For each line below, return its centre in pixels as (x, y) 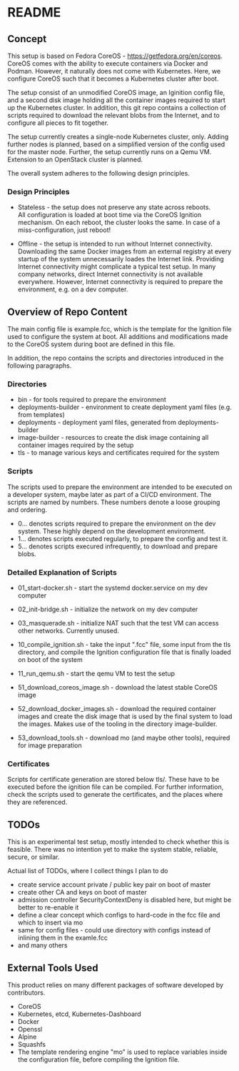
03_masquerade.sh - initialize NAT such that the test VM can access (118, 623)
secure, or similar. (34, 857)
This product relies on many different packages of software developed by (115, 985)
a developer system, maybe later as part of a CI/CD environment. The (110, 494)
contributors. (26, 992)
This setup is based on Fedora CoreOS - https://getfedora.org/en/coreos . (115, 56)
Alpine (27, 1037)
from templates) (41, 415)
